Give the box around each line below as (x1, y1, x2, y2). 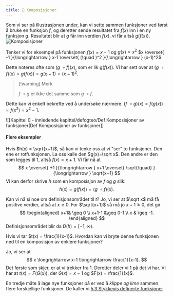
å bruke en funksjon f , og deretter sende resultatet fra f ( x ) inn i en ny (6, 27, 151, 33)
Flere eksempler (6, 134, 42, 141)
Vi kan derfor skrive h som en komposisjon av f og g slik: (6, 178, 126, 184)
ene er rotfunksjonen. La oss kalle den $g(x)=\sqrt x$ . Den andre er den (6, 151, 158, 157)
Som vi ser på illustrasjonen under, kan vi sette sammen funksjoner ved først (6, 22, 168, 28)
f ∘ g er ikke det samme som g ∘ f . (18, 91, 93, 97)
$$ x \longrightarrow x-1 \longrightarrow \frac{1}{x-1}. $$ (26, 256, 147, 263)
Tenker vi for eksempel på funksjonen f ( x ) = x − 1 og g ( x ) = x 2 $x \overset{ (6, 48, 165, 55)
